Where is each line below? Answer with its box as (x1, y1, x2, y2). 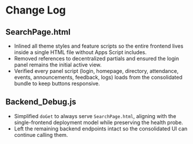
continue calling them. (14, 131, 68, 138)
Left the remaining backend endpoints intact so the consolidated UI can (14, 125, 188, 132)
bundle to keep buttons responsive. (14, 80, 101, 87)
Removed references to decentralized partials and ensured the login (14, 55, 179, 62)
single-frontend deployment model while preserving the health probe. (14, 119, 184, 126)
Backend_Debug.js (5, 97, 76, 107)
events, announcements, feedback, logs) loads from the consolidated (14, 74, 183, 81)
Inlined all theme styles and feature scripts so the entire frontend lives (14, 42, 184, 49)
